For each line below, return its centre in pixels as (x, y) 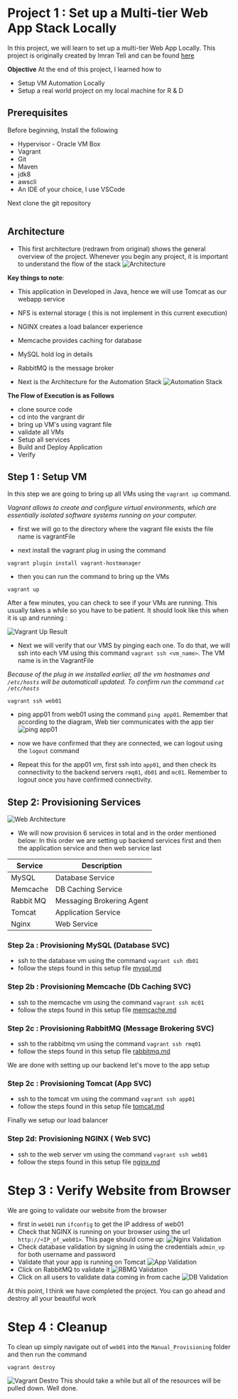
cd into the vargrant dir (51, 417)
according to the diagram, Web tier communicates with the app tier (116, 722)
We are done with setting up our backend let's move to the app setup (109, 1065)
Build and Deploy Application (60, 447)
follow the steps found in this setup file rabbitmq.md (94, 1051)
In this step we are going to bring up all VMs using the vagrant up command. (119, 494)
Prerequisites (38, 113)
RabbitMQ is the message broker (66, 368)
